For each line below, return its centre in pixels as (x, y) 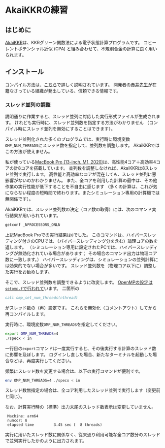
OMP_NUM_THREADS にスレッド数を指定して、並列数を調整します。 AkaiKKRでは (82, 145)
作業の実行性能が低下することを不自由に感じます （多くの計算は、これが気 (81, 187)
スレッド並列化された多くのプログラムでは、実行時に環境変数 (68, 139)
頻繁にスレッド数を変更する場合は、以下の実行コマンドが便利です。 (74, 371)
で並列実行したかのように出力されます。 (46, 441)
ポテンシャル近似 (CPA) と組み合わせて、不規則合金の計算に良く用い (88, 49)
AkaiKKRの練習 (36, 10)
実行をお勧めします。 (31, 272)
